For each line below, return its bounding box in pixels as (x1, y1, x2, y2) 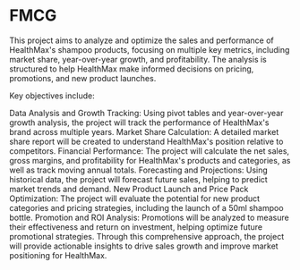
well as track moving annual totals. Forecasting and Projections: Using (9, 165, 269, 175)
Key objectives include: (9, 90, 96, 101)
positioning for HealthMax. (9, 249, 107, 260)
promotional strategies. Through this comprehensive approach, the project (9, 231, 285, 241)
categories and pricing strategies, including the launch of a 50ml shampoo (9, 202, 284, 213)
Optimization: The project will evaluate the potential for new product (9, 193, 261, 204)
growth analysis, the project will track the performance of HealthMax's (9, 117, 270, 128)
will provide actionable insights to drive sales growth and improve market (9, 240, 279, 251)
